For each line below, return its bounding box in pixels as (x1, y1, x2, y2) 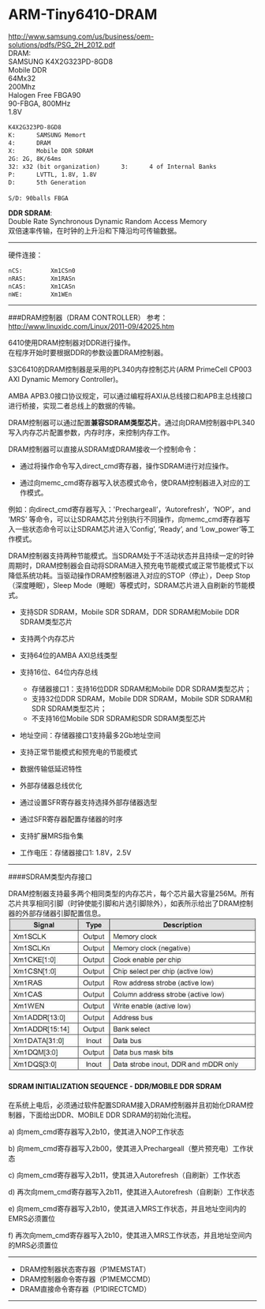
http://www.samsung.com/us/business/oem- (8, 32, 155, 41)
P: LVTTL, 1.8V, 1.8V (8, 170, 97, 178)
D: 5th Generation (8, 178, 87, 186)
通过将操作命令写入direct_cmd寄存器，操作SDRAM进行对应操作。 (19, 461, 233, 470)
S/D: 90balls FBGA (8, 194, 69, 202)
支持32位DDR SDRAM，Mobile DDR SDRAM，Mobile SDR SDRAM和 (31, 694, 253, 703)
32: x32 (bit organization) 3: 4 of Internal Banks (8, 163, 217, 170)
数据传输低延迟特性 (19, 764, 83, 773)
